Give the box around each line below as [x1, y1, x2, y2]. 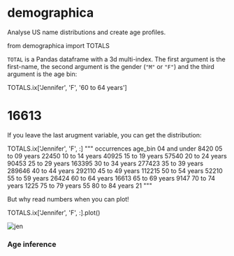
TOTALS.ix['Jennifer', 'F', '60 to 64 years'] [7, 83, 127, 91]
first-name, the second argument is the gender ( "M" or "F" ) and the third [7, 62, 214, 70]
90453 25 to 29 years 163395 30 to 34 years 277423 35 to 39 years [7, 159, 204, 167]
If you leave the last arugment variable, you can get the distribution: [7, 130, 202, 139]
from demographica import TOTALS [7, 41, 110, 50]
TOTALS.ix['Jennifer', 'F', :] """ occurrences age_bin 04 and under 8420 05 [7, 144, 223, 153]
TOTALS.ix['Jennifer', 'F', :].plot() [7, 208, 101, 217]
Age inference [7, 239, 57, 249]
